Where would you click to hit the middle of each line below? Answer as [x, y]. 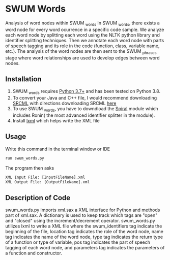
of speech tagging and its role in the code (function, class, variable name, [82, 46]
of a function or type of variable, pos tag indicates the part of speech [78, 242]
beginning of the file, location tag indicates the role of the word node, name [84, 232]
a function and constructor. [34, 253]
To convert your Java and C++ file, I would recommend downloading [85, 98]
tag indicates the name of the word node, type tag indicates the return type [84, 237]
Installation [23, 79]
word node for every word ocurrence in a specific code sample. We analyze [85, 29]
